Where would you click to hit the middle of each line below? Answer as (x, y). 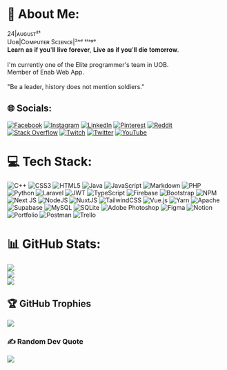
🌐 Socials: (30, 109)
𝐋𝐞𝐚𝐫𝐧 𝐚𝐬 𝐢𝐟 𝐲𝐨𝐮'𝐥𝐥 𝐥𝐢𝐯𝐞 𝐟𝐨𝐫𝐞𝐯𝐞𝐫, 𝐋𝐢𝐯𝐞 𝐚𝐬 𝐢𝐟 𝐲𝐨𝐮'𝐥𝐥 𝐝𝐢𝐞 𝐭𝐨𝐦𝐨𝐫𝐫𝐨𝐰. (93, 49)
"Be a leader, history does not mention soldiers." (76, 86)
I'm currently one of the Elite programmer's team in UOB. (88, 64)
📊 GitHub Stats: (54, 244)
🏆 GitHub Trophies (49, 304)
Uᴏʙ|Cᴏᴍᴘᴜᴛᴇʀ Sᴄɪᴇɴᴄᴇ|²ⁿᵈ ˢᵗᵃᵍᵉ (52, 41)
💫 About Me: (43, 14)
